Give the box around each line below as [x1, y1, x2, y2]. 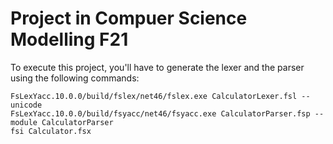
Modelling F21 [10, 28, 129, 51]
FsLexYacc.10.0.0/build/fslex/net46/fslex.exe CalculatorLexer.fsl [10, 91, 298, 101]
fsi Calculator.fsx [10, 126, 92, 136]
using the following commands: [10, 72, 140, 84]
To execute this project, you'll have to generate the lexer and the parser [10, 61, 305, 73]
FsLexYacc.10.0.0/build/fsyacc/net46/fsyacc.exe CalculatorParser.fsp [10, 108, 311, 119]
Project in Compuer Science [10, 7, 248, 30]
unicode [10, 100, 43, 110]
